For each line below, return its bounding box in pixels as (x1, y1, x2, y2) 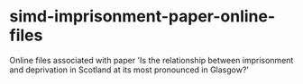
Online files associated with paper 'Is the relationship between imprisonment (9, 55, 294, 65)
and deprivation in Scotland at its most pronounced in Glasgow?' (9, 64, 250, 75)
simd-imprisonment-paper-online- (9, 6, 276, 27)
